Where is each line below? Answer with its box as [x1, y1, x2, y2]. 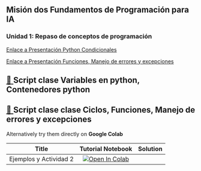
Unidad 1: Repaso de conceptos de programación [6, 33, 152, 41]
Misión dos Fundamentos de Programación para [6, 5, 189, 15]
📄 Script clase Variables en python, [6, 75, 140, 85]
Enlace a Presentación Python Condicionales [6, 46, 117, 53]
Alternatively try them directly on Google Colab [6, 130, 123, 137]
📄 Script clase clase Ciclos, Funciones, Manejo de [6, 105, 196, 115]
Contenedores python [6, 84, 91, 95]
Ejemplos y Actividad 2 [9, 155, 74, 163]
